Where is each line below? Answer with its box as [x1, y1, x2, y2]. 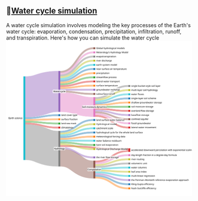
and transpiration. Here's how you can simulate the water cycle [6, 34, 160, 41]
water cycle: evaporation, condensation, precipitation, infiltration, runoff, [6, 28, 181, 35]
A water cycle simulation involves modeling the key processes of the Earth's [6, 21, 191, 28]
